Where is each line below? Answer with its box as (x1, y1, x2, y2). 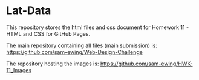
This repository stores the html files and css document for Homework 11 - (6, 24, 189, 31)
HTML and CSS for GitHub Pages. (6, 30, 91, 37)
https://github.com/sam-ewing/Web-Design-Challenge (6, 48, 143, 55)
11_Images (6, 66, 32, 73)
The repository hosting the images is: (6, 60, 99, 67)
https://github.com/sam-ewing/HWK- (100, 60, 193, 67)
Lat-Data (6, 4, 51, 18)
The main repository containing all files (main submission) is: (6, 42, 157, 49)
